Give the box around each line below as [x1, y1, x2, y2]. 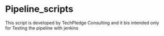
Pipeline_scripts [5, 3, 73, 15]
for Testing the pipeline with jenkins [5, 25, 78, 31]
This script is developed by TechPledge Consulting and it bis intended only [5, 20, 159, 26]
